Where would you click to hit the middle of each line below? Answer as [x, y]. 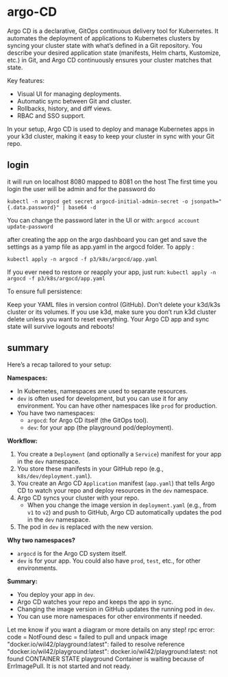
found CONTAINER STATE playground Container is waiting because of [106, 658]
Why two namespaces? [41, 540]
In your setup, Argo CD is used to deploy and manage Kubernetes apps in [111, 129]
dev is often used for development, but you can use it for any [102, 398]
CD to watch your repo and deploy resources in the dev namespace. [113, 490]
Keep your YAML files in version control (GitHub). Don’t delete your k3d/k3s [114, 304]
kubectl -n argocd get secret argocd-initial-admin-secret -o [98, 201]
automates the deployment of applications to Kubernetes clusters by [104, 38]
